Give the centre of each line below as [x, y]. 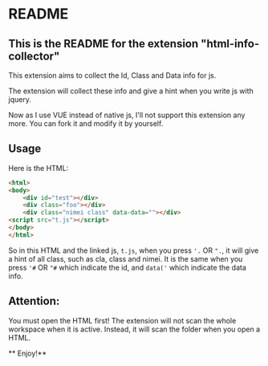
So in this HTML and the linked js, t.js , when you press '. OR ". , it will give [134, 250]
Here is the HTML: [39, 168]
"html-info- [229, 44]
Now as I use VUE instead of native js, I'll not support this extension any [127, 115]
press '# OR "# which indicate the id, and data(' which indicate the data [128, 267]
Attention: [34, 301]
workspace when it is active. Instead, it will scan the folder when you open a [134, 329]
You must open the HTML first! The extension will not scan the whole [122, 320]
